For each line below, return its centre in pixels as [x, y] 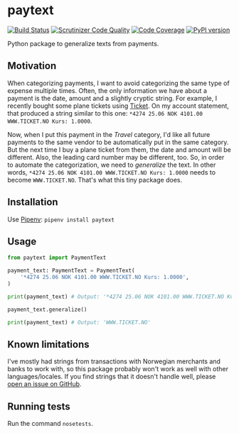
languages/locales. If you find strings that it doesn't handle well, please [112, 377]
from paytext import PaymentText [57, 258]
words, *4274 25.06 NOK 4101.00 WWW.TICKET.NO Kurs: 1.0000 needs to [111, 172]
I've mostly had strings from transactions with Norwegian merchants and [114, 361]
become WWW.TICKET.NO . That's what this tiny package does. [95, 180]
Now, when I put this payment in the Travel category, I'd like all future [109, 134]
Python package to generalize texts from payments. [83, 43]
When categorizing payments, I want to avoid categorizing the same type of [118, 83]
